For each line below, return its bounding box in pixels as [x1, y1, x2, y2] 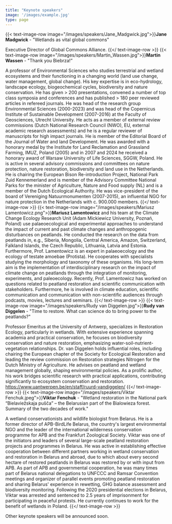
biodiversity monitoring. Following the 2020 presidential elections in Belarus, [5, 487, 167, 493]
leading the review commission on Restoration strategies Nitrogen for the [5, 356, 160, 363]
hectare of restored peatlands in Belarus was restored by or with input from [5, 459, 165, 466]
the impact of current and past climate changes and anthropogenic [5, 226, 147, 232]
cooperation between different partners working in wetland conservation [5, 448, 159, 455]
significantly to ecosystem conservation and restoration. [5, 378, 125, 385]
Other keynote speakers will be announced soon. [5, 513, 109, 519]
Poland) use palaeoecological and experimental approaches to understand [5, 221, 163, 227]
